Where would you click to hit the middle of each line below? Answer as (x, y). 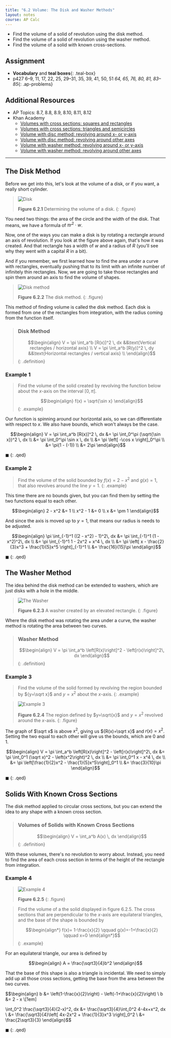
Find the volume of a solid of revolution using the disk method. (78, 34)
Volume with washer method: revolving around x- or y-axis (82, 145)
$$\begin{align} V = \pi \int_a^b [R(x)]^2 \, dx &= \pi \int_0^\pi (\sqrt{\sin (85, 434)
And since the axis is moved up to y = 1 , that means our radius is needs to (83, 521)
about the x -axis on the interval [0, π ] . (57, 391)
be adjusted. (18, 526)
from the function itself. (30, 318)
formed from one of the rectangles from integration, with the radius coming (84, 313)
